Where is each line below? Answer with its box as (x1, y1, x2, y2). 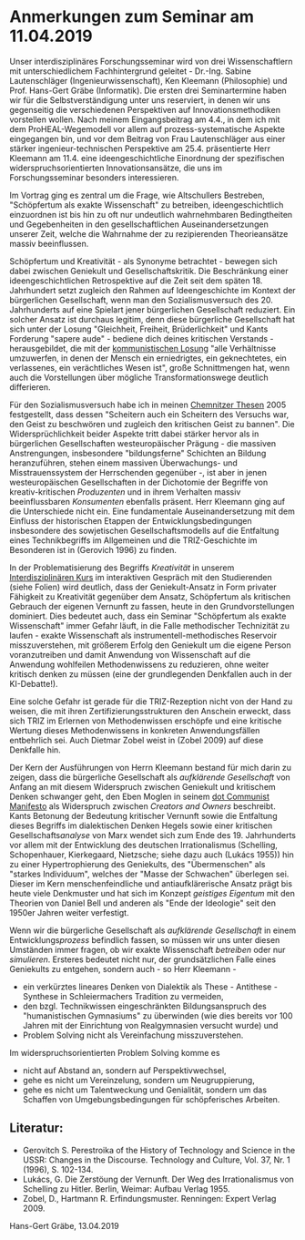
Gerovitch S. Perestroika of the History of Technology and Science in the (22, 1144, 296, 1155)
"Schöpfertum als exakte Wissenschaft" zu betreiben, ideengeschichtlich (9, 199, 284, 210)
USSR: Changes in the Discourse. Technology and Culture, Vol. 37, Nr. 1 (22, 1154, 290, 1165)
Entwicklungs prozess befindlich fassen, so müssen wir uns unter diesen (9, 934, 280, 945)
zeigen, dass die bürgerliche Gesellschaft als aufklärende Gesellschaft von (9, 772, 291, 783)
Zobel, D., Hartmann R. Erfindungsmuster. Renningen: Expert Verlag (22, 1193, 277, 1204)
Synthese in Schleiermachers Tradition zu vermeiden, (22, 990, 225, 1001)
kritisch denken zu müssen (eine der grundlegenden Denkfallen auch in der (9, 668, 292, 680)
